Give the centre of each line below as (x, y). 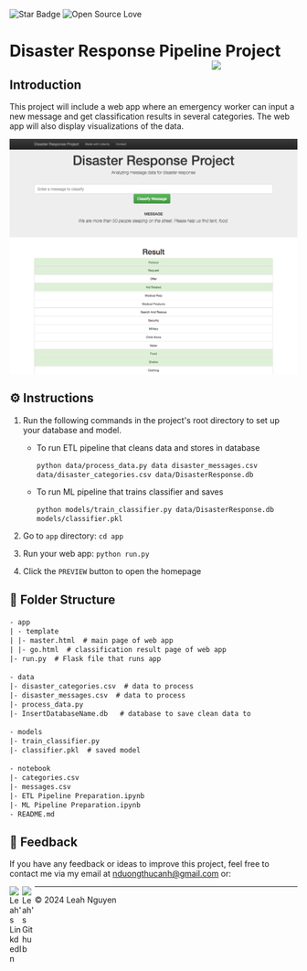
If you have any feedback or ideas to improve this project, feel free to (139, 864)
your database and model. (72, 430)
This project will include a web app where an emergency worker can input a (152, 107)
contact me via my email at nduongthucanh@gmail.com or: (120, 874)
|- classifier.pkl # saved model (75, 750)
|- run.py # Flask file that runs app (85, 658)
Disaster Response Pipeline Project (145, 51)
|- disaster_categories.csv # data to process (102, 686)
